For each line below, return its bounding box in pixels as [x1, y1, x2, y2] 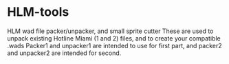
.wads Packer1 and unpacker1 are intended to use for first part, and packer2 [7, 41, 222, 50]
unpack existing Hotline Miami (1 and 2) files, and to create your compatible [7, 34, 221, 42]
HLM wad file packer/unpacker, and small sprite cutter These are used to [7, 27, 214, 35]
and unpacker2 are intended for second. [7, 49, 122, 57]
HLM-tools [7, 4, 69, 20]
